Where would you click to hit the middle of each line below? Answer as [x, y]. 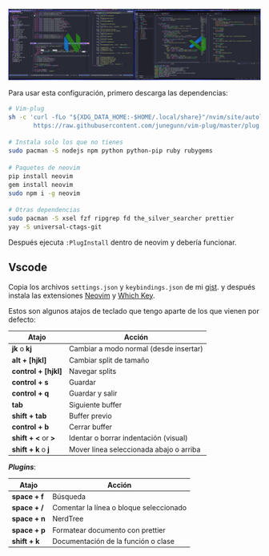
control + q [30, 393]
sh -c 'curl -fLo [37, 117]
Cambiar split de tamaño [109, 360]
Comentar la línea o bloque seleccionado [119, 508]
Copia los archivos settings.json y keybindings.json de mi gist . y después [132, 286]
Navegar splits [93, 371]
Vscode [28, 268]
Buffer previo [90, 416]
